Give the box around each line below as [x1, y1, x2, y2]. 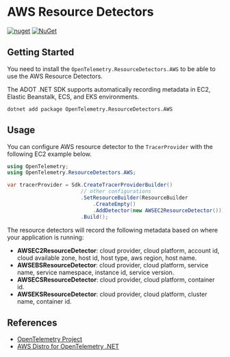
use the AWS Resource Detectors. [7, 72, 103, 80]
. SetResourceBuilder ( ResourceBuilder [80, 194, 188, 202]
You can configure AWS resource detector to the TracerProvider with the [7, 142, 214, 150]
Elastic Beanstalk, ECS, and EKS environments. [7, 92, 140, 101]
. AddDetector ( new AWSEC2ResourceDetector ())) [92, 207, 225, 214]
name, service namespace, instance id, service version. [16, 268, 175, 276]
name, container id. [16, 297, 72, 305]
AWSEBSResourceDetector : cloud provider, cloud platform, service [16, 261, 209, 269]
